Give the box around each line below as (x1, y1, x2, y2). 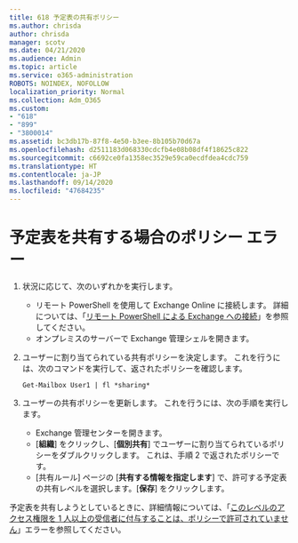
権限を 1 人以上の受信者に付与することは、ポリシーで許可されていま (32, 513, 281, 523)
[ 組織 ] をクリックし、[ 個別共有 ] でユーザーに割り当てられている (35, 438, 270, 449)
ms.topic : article (9, 63, 77, 72)
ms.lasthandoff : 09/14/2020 (9, 179, 114, 188)
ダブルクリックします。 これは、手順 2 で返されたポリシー (59, 450, 272, 460)
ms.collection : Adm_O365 (9, 95, 101, 105)
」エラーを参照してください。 (17, 523, 126, 534)
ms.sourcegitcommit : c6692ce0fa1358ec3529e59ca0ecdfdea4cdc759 (9, 153, 249, 163)
